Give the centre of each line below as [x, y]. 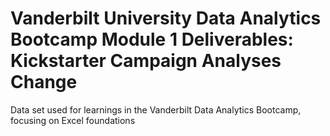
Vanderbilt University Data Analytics [166, 18]
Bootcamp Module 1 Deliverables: [152, 39]
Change [44, 82]
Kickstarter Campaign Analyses [146, 61]
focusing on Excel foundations [73, 120]
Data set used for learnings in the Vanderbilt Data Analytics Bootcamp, [156, 109]
